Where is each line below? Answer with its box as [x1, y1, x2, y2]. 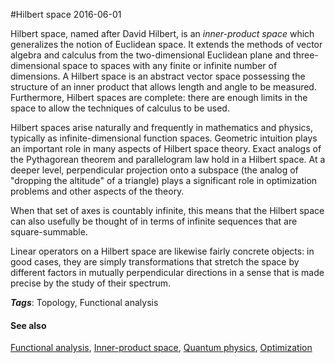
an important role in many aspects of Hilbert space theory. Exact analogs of [10, 143, 322, 154]
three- [293, 49, 319, 61]
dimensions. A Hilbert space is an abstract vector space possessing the [10, 70, 306, 82]
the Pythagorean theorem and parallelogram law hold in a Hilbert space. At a [10, 154, 326, 165]
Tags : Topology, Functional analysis [10, 297, 159, 308]
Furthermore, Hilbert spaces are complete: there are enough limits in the [10, 92, 308, 103]
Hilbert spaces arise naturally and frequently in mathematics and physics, [10, 122, 313, 133]
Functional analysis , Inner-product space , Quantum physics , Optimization [10, 342, 313, 354]
